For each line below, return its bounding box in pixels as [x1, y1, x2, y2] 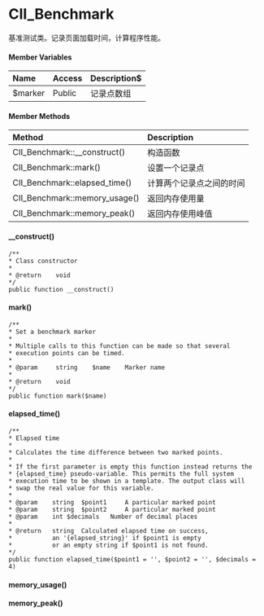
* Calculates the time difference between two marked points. [8, 448, 223, 456]
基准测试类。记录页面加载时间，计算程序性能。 [8, 33, 165, 42]
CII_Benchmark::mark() [12, 162, 102, 174]
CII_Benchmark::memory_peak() [12, 208, 136, 219]
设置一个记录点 [147, 162, 205, 174]
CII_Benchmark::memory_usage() [12, 192, 140, 204]
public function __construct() [8, 285, 115, 293]
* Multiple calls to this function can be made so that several [8, 341, 231, 350]
